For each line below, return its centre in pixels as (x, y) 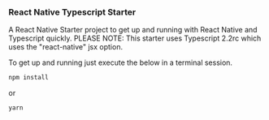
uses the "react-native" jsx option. (66, 47)
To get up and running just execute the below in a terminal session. (121, 62)
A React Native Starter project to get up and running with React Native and (133, 30)
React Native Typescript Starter (72, 12)
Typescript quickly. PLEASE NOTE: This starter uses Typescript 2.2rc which (135, 38)
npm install (28, 78)
